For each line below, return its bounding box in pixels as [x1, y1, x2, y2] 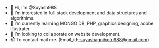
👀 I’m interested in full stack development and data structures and [10, 10, 147, 16]
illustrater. [10, 26, 31, 32]
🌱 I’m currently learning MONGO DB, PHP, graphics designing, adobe [10, 20, 154, 26]
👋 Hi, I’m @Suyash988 [10, 5, 57, 10]
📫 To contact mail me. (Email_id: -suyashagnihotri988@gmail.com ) [10, 37, 149, 42]
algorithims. [10, 15, 35, 21]
